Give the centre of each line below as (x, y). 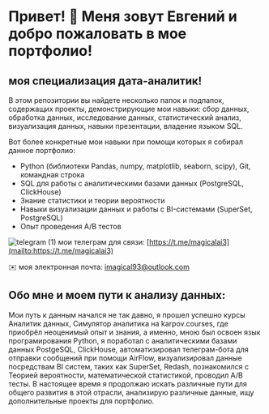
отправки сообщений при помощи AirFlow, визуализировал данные (125, 358)
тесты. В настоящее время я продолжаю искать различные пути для (128, 383)
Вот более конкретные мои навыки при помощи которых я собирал (126, 142)
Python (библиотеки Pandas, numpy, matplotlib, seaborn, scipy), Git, (135, 166)
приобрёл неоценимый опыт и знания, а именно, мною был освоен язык (134, 332)
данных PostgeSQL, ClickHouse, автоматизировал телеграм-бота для (128, 349)
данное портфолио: (42, 150)
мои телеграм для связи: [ (104, 242)
